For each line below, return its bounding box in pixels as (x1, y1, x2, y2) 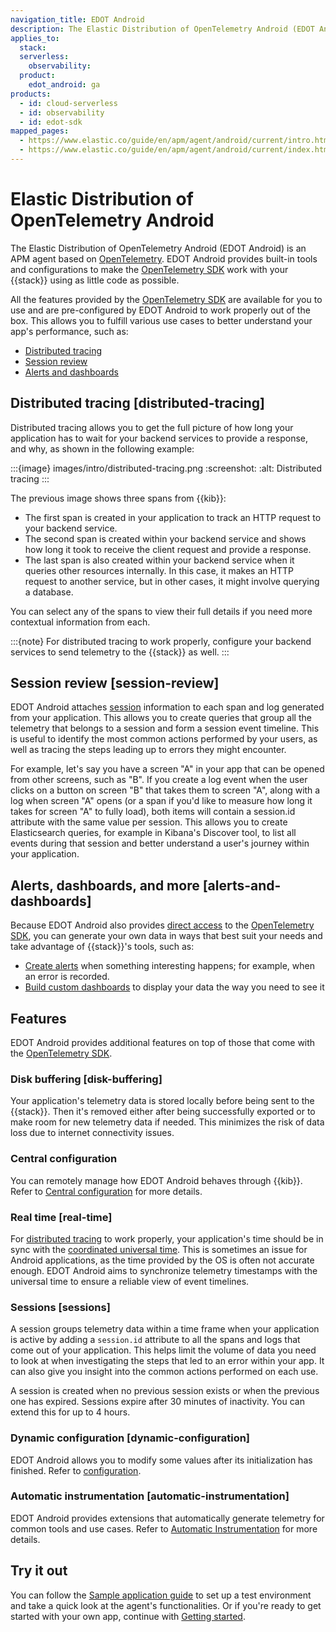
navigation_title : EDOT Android (10, 14, 145, 25)
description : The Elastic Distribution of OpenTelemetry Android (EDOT (10, 24, 315, 34)
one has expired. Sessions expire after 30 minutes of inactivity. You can (10, 1396, 305, 1408)
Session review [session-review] (10, 675, 220, 692)
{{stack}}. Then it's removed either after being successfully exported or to (10, 1106, 316, 1118)
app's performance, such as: (10, 325, 129, 337)
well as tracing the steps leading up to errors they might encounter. (10, 744, 287, 756)
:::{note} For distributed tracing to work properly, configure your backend (10, 635, 312, 647)
